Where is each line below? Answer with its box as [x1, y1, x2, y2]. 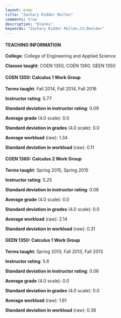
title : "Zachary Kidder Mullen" [5, 12, 73, 17]
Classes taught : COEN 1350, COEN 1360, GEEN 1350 [5, 63, 116, 69]
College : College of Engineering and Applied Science [5, 53, 116, 59]
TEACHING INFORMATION [5, 41, 62, 48]
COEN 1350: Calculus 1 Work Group [5, 74, 81, 80]
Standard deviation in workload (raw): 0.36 [5, 307, 97, 313]
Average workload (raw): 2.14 [5, 216, 68, 222]
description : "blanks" [5, 21, 53, 27]
